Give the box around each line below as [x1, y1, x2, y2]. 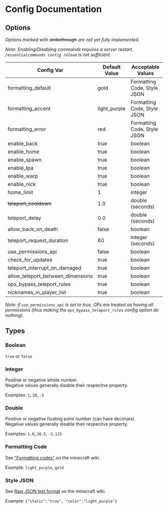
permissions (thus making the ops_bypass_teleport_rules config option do [5, 307, 159, 313]
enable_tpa [7, 164, 34, 171]
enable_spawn [7, 156, 41, 163]
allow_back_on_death [7, 226, 58, 232]
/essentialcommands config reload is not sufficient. [5, 51, 111, 57]
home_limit [7, 189, 33, 195]
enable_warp [7, 172, 38, 179]
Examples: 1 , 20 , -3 [5, 391, 44, 398]
